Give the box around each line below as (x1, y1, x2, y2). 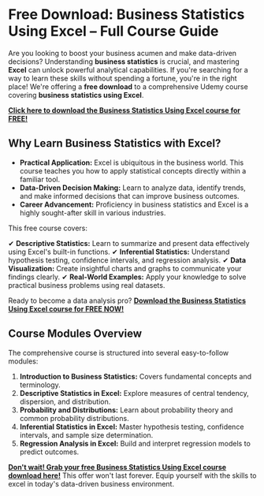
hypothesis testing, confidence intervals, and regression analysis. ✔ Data (8, 255, 247, 265)
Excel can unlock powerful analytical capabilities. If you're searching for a (8, 65, 248, 74)
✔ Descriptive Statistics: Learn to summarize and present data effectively (8, 238, 250, 248)
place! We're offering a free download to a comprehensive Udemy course (8, 81, 248, 91)
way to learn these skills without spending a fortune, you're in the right (8, 73, 238, 83)
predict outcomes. (19, 447, 80, 457)
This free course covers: (8, 223, 88, 233)
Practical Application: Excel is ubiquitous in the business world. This (19, 158, 244, 167)
